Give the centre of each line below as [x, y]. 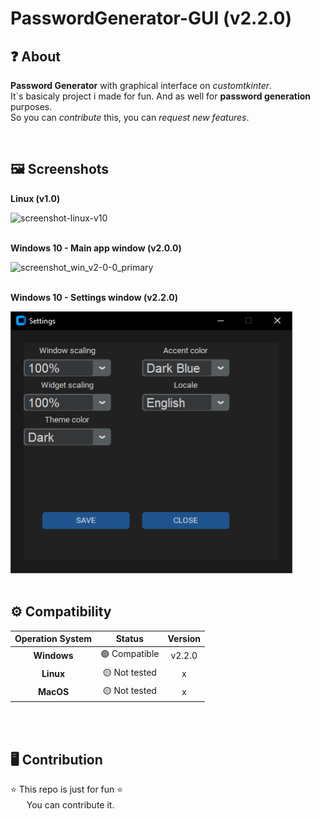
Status [129, 639]
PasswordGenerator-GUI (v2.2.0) [151, 18]
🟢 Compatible [130, 654]
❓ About [35, 56]
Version [184, 639]
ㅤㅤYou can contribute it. [62, 805]
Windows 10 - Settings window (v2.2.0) [94, 297]
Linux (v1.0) [35, 198]
